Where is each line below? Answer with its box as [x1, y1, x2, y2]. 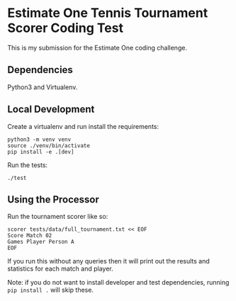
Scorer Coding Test [7, 20, 124, 36]
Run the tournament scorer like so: [7, 212, 108, 221]
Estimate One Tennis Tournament [7, 5, 208, 21]
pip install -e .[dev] [7, 148, 74, 155]
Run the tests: [7, 161, 48, 169]
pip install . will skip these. [7, 285, 94, 295]
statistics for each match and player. [7, 264, 113, 273]
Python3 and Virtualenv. [7, 83, 78, 91]
